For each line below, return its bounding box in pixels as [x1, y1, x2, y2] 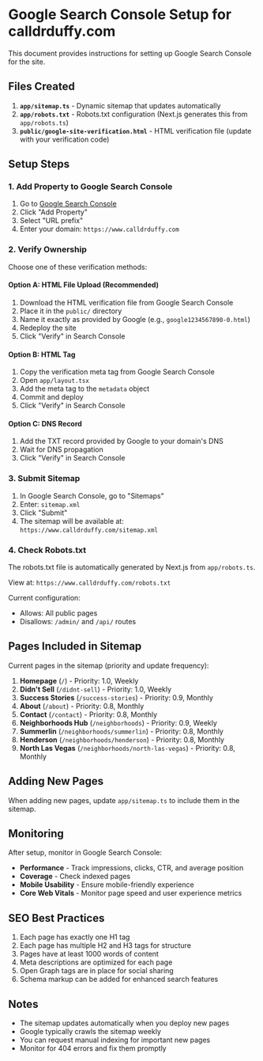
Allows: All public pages [19, 608, 98, 618]
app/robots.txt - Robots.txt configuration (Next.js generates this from [19, 109, 248, 119]
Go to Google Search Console [19, 199, 117, 209]
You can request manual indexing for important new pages [19, 1035, 211, 1044]
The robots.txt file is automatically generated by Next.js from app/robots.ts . [8, 562, 256, 571]
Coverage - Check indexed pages [19, 872, 131, 881]
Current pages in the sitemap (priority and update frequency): [8, 661, 209, 670]
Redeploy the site [19, 323, 77, 332]
